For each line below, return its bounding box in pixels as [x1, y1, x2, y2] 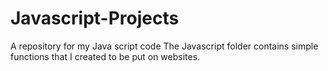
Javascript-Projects [10, 7, 180, 30]
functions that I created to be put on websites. [10, 50, 201, 62]
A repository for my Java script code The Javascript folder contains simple [10, 40, 319, 52]
